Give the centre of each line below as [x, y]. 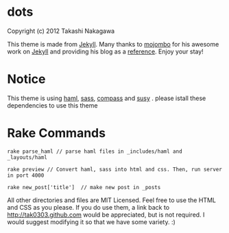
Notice [26, 79]
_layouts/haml [27, 157]
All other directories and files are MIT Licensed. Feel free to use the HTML [111, 200]
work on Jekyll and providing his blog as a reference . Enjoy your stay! [105, 51]
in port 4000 [26, 175]
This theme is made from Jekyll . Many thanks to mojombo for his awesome [113, 44]
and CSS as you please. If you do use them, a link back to [88, 207]
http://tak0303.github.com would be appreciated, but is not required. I [106, 214]
